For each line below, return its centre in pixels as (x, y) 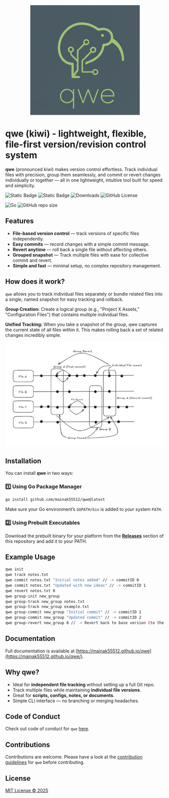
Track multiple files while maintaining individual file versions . (77, 690)
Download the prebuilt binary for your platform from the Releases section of (85, 536)
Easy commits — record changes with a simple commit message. (81, 244)
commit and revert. (32, 260)
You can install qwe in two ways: (39, 473)
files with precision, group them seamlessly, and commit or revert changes (83, 175)
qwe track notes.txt (27, 575)
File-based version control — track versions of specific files (76, 233)
